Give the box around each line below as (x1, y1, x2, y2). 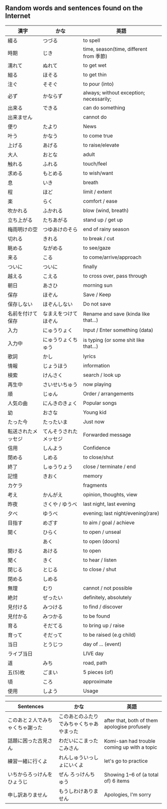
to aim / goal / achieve (83, 519, 135, 526)
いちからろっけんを (7, 771, 53, 778)
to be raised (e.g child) (83, 631, 136, 638)
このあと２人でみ (7, 716, 48, 723)
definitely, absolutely (83, 594, 132, 601)
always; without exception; (83, 89, 145, 96)
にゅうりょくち (42, 336, 78, 343)
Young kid (83, 409, 107, 416)
